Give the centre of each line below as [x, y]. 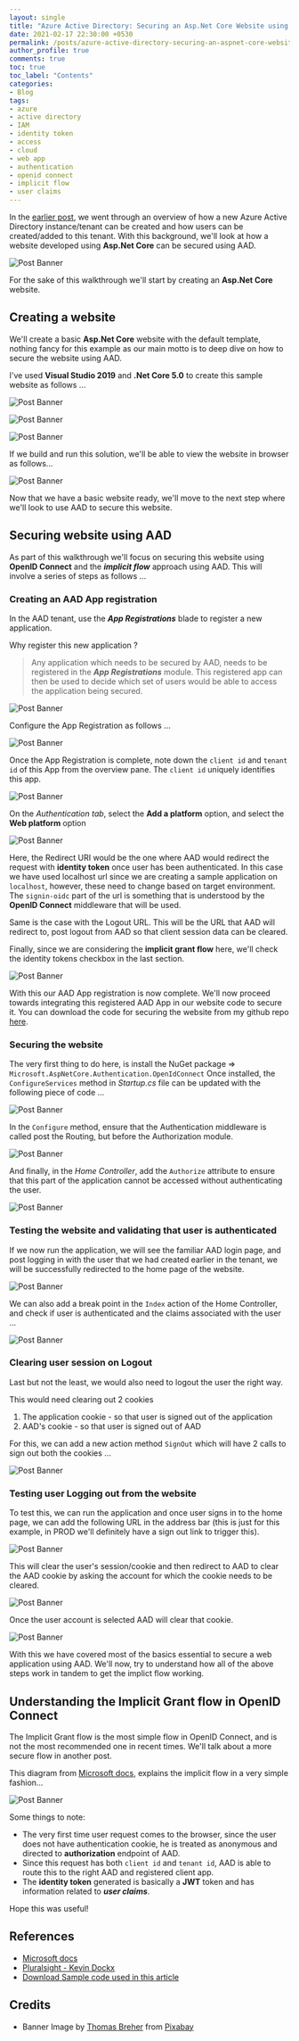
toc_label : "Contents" [51, 76]
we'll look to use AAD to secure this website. [91, 507]
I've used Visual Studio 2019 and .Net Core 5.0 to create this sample [136, 375]
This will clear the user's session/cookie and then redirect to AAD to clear [144, 1566]
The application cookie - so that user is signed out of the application [147, 1417]
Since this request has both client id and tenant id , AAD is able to [146, 1863]
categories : [31, 84]
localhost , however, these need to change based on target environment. [142, 886]
